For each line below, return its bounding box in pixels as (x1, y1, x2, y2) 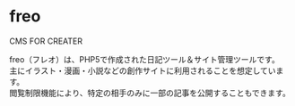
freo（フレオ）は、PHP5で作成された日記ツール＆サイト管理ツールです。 (9, 53, 280, 64)
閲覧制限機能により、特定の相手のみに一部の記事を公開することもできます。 (9, 87, 291, 98)
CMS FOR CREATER (9, 36, 83, 46)
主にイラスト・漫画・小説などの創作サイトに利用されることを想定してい (9, 65, 276, 76)
